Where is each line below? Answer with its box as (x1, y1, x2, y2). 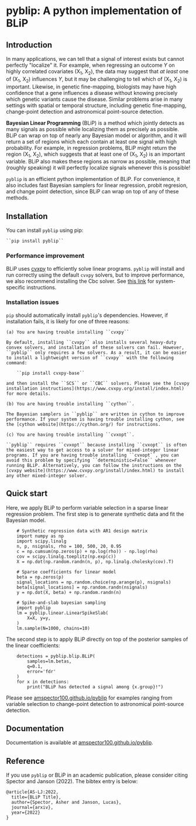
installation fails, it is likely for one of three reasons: (6, 318, 130, 325)
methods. (6, 194, 29, 202)
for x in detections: (16, 678, 69, 685)
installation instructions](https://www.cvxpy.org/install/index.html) (6, 385, 184, 391)
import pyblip (16, 605, 51, 610)
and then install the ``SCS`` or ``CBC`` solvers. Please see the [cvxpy (6, 380, 190, 386)
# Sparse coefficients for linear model (16, 569, 116, 575)
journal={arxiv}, (11, 804, 54, 811)
